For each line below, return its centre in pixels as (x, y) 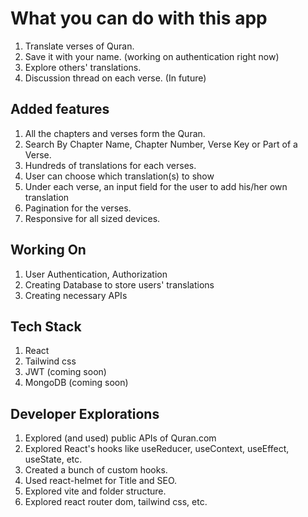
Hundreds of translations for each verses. (110, 165)
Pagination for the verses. (78, 208)
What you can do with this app (139, 18)
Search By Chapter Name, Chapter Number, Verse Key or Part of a (161, 144)
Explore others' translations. (83, 67)
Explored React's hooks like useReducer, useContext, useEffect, (157, 449)
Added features (60, 109)
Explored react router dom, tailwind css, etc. (116, 502)
